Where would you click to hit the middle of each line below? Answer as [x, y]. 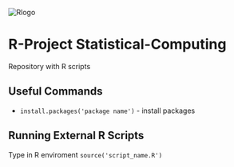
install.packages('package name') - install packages [107, 111]
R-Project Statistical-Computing [117, 45]
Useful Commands [56, 91]
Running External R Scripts [76, 136]
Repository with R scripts [50, 66]
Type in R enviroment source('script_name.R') [85, 154]
